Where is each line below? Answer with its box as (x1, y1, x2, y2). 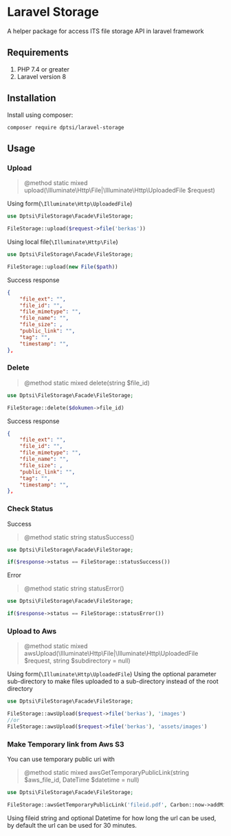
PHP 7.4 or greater (16, 65, 70, 73)
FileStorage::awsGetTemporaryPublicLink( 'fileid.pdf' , (7, 802, 168, 808)
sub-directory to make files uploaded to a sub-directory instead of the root (7, 677, 219, 685)
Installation (7, 92, 56, 104)
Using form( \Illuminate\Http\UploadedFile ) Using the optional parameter (7, 670, 217, 678)
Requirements (7, 47, 69, 58)
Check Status (7, 504, 54, 513)
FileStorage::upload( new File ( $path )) (7, 263, 118, 270)
